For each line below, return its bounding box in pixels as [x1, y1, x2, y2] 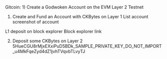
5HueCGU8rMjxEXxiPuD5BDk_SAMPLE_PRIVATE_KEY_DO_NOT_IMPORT [12, 43, 162, 49]
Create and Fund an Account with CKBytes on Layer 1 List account [12, 14, 149, 19]
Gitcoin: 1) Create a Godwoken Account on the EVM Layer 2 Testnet [5, 4, 144, 10]
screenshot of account [12, 19, 59, 25]
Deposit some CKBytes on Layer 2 [12, 38, 83, 44]
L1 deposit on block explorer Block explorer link [5, 29, 102, 34]
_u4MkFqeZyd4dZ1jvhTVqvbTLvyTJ [12, 49, 85, 54]
